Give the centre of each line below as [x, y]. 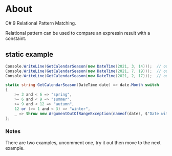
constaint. [16, 38]
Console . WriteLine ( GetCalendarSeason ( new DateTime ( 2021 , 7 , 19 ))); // [83, 71]
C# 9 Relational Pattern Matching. [41, 23]
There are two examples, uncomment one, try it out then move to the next [83, 142]
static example [29, 54]
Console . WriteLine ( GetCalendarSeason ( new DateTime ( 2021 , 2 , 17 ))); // [83, 76]
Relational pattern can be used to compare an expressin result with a [78, 33]
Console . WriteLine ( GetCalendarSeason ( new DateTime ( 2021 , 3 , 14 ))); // [83, 66]
